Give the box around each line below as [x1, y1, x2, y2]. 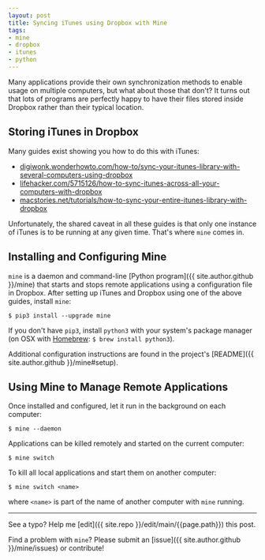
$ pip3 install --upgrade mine [8, 311, 111, 320]
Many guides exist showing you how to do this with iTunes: [8, 146, 200, 156]
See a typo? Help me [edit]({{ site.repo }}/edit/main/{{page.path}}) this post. [8, 520, 256, 529]
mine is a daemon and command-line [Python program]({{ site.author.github [8, 271, 254, 280]
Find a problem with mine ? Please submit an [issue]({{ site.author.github [8, 535, 241, 545]
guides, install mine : [8, 296, 72, 306]
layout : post [8, 11, 51, 20]
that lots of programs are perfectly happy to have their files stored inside [8, 94, 244, 103]
